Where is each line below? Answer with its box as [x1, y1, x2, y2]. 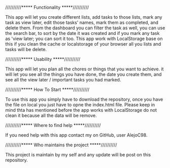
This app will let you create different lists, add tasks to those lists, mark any [5, 14, 162, 20]
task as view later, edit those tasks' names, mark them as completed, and [5, 20, 159, 25]
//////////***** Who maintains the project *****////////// [5, 142, 117, 148]
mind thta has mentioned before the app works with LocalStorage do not [5, 107, 157, 113]
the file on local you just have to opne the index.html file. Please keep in [5, 102, 155, 108]
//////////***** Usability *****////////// [5, 56, 81, 62]
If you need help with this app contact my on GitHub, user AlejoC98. [5, 132, 148, 138]
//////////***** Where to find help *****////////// [5, 122, 101, 128]
